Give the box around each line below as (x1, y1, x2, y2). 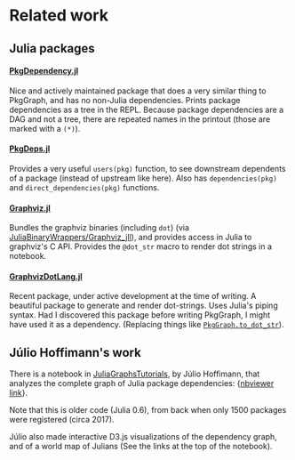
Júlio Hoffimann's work (9, 344, 142, 360)
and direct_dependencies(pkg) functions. (9, 182, 160, 192)
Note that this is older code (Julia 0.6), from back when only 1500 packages (9, 405, 287, 416)
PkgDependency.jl (9, 66, 79, 77)
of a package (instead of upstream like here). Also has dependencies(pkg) (9, 173, 277, 183)
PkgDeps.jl (9, 143, 51, 154)
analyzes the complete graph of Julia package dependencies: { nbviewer (9, 378, 275, 389)
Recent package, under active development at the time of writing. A (9, 291, 257, 302)
